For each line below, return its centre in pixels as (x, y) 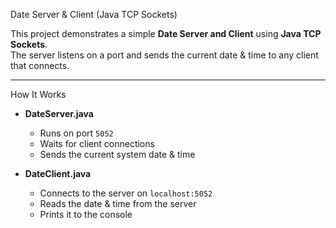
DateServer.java (59, 113)
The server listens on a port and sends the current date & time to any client (164, 55)
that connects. (40, 65)
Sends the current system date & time (117, 154)
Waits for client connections (97, 143)
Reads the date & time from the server (118, 203)
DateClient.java (58, 173)
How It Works (38, 94)
